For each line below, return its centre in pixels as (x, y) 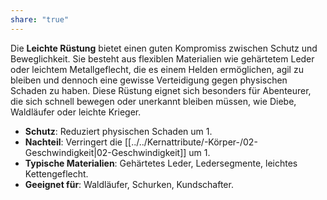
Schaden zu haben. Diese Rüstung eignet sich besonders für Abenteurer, (161, 90)
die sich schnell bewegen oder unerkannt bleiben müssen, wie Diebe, (153, 101)
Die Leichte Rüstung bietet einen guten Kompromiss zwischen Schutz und (164, 48)
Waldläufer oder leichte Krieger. (76, 112)
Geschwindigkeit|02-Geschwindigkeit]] (105, 152)
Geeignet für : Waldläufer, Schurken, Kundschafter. (129, 184)
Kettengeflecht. (56, 173)
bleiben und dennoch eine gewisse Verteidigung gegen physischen (149, 80)
